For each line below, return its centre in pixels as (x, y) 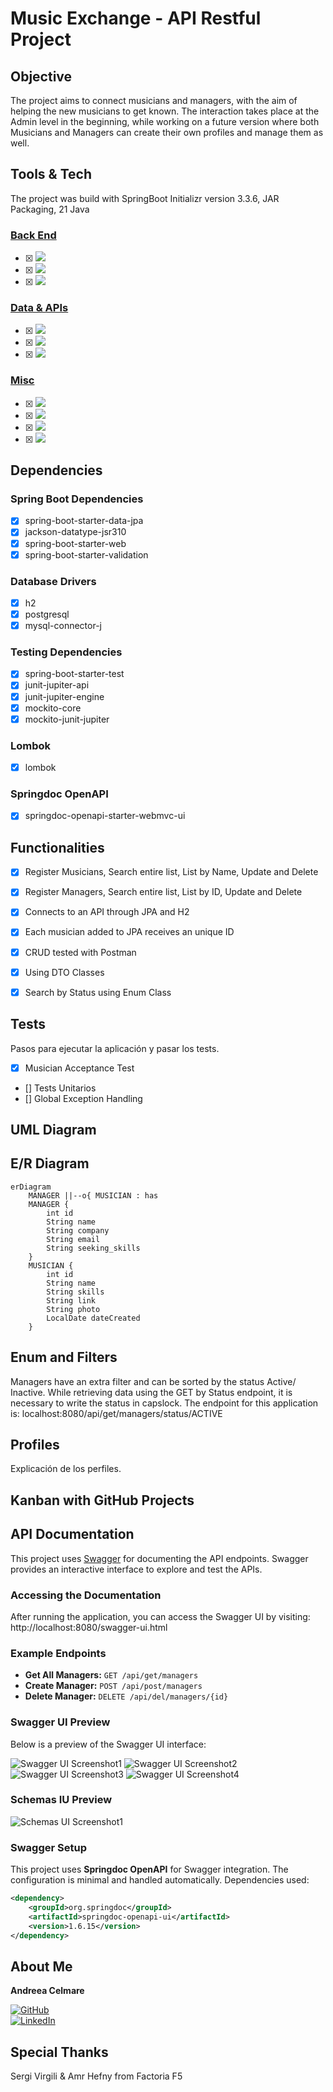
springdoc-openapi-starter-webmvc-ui (105, 816)
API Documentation (72, 1534)
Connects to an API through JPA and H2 (107, 912)
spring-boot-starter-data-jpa (84, 521)
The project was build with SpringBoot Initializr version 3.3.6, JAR (145, 198)
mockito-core (53, 708)
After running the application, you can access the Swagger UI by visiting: (160, 1616)
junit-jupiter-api (57, 685)
